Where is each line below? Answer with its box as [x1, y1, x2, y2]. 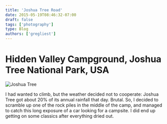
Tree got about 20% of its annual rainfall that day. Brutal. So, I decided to [5, 96, 159, 102]
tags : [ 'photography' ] [5, 22, 54, 27]
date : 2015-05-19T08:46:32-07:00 [5, 12, 77, 17]
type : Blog [5, 27, 29, 32]
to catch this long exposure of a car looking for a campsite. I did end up [5, 107, 156, 113]
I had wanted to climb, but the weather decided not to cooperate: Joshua [5, 91, 159, 97]
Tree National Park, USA [5, 65, 109, 76]
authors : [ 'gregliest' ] [5, 31, 56, 36]
